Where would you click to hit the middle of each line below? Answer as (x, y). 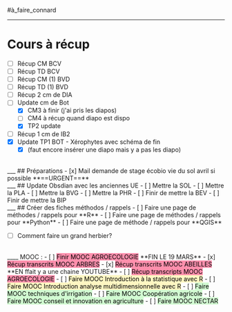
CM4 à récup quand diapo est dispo (78, 118)
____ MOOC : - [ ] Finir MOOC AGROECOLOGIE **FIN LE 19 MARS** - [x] (112, 257)
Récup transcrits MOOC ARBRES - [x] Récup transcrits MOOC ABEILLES (110, 264)
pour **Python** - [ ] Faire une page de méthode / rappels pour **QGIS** (115, 222)
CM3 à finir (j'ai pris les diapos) (72, 111)
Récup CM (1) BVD (43, 80)
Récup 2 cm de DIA (45, 95)
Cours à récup (48, 45)
